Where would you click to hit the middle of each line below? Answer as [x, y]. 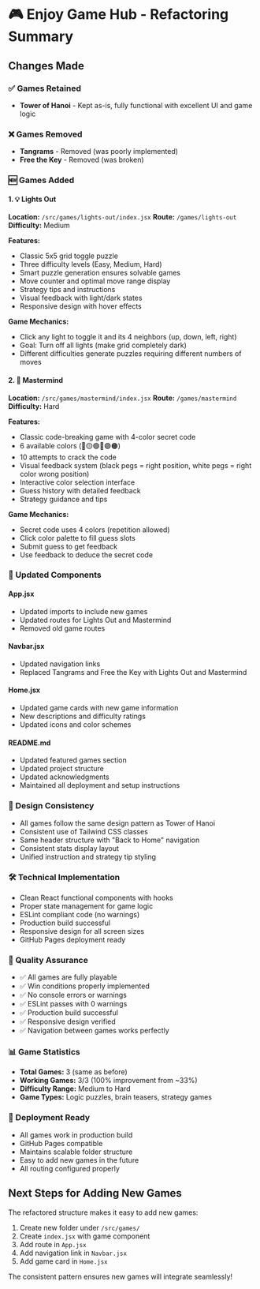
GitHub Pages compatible [61, 1143]
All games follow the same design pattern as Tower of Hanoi [117, 823]
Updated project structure [61, 769]
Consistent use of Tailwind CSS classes [84, 831]
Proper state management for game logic [86, 906]
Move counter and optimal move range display [95, 281]
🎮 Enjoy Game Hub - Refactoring [119, 15]
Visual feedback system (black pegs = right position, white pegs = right [136, 465]
